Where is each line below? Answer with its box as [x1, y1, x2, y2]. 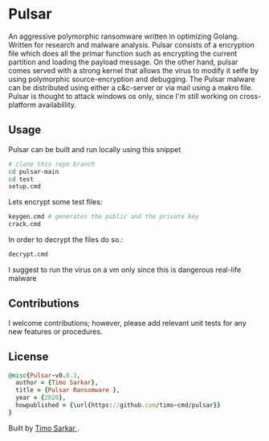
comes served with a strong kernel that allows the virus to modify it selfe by [8, 65, 259, 75]
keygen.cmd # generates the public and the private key [8, 212, 199, 221]
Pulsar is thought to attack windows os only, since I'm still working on [8, 91, 238, 101]
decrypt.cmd [8, 250, 48, 258]
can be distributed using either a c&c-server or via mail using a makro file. [8, 82, 253, 93]
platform [8, 100, 36, 109]
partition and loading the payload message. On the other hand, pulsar [8, 57, 238, 67]
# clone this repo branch [8, 160, 95, 168]
